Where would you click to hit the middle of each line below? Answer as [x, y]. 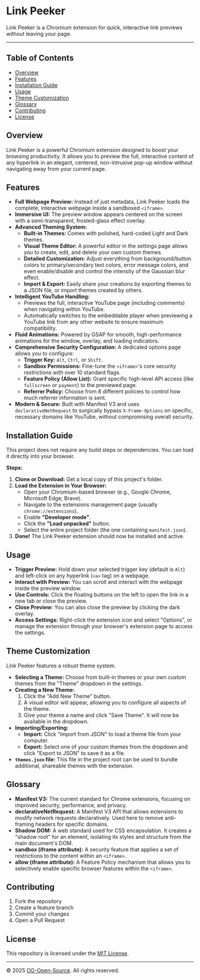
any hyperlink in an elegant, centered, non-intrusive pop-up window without [99, 163]
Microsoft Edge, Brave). [53, 498]
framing [24, 824]
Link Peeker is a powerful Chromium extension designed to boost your [92, 149]
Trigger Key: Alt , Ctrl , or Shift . [63, 360]
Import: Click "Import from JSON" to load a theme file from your [102, 734]
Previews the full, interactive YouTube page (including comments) [104, 303]
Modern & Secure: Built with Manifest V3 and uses [77, 404]
